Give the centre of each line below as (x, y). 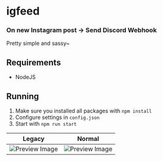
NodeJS (25, 77)
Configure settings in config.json (57, 117)
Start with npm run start (46, 124)
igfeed (23, 11)
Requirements (34, 62)
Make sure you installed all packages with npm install (83, 111)
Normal (88, 139)
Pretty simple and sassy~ (38, 43)
